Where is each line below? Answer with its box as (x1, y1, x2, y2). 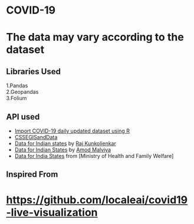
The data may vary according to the (6, 31, 184, 44)
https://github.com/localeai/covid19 (6, 193, 188, 206)
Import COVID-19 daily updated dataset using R (14, 127, 130, 134)
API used (6, 111, 40, 121)
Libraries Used (6, 66, 61, 77)
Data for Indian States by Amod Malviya (14, 146, 111, 153)
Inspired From (6, 169, 58, 180)
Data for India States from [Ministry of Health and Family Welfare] (14, 153, 174, 159)
